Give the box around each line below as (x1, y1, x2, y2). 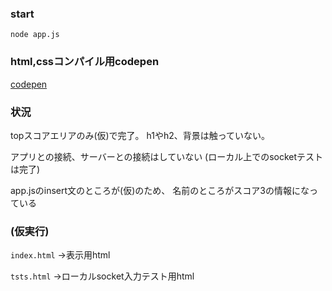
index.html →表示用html (10, 249, 111, 261)
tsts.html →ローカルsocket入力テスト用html (10, 270, 195, 282)
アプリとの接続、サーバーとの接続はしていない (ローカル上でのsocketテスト (10, 150, 324, 162)
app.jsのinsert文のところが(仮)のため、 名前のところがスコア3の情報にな (10, 184, 310, 196)
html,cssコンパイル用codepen (10, 55, 160, 69)
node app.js (10, 30, 60, 40)
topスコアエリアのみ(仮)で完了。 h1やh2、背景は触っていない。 (10, 129, 271, 141)
